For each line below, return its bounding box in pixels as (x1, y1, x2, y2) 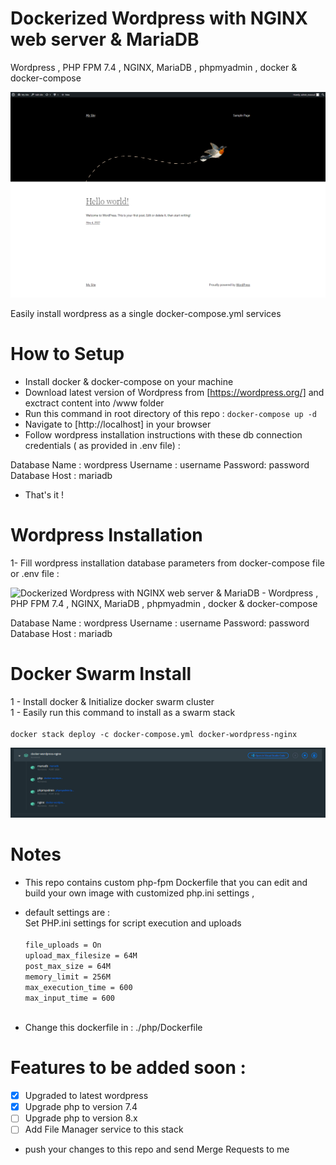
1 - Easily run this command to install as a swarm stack (10, 707, 236, 719)
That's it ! (24, 489, 65, 501)
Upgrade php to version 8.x (24, 1112, 138, 1124)
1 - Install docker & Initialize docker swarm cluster (10, 696, 215, 708)
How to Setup (10, 343, 125, 366)
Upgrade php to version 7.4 (24, 1101, 138, 1113)
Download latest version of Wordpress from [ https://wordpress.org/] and (24, 387, 325, 399)
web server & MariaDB (10, 28, 200, 51)
